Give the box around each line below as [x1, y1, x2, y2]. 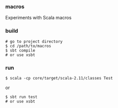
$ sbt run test [5, 94, 38, 99]
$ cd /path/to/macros [5, 43, 52, 48]
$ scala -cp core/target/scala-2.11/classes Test [5, 75, 113, 80]
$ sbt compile [5, 48, 36, 53]
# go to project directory [5, 39, 63, 44]
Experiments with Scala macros [5, 15, 72, 21]
